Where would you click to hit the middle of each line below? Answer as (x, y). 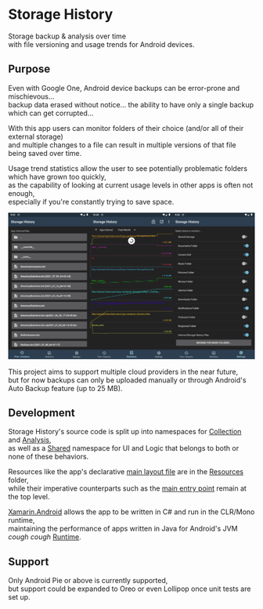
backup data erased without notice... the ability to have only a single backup (131, 104)
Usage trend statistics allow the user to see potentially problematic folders (128, 168)
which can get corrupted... (51, 113)
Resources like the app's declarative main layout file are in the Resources (126, 472)
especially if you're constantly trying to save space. (91, 201)
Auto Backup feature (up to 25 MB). (65, 388)
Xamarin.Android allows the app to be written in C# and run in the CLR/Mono (131, 512)
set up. (19, 597)
